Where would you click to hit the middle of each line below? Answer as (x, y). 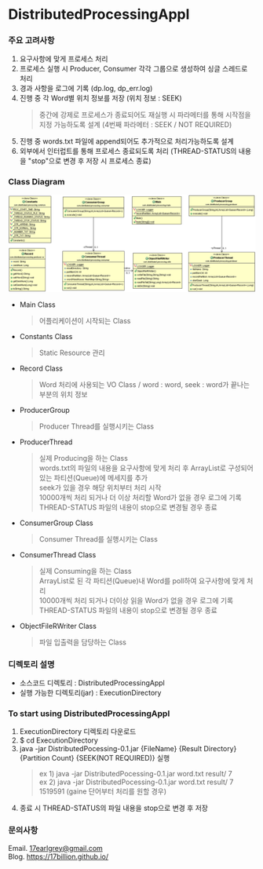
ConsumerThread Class (58, 554)
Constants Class (46, 336)
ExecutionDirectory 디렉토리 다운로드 (78, 732)
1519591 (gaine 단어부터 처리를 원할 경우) (103, 791)
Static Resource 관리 (72, 352)
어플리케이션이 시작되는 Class (85, 320)
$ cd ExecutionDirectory (58, 740)
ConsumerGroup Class (56, 523)
